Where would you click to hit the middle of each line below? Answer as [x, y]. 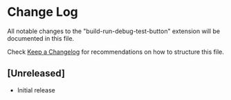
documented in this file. [41, 38]
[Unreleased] [36, 73]
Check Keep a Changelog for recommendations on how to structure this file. [116, 52]
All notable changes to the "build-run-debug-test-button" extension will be [113, 31]
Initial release [36, 90]
